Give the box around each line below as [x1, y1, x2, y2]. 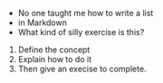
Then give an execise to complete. [17, 63, 147, 74]
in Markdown [17, 17, 68, 28]
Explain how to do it [17, 54, 92, 64]
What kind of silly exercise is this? [17, 27, 145, 37]
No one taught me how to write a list [17, 8, 154, 18]
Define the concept [17, 44, 91, 55]
